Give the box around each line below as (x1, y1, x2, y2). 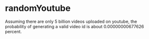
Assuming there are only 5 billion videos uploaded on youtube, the (5, 19, 137, 24)
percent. (5, 29, 22, 34)
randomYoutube (5, 3, 71, 14)
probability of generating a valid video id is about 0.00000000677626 (5, 23, 144, 29)
